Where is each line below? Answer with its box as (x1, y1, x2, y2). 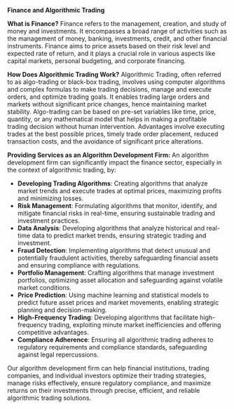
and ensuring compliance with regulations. (17, 261, 141, 269)
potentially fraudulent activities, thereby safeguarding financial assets (17, 254, 219, 262)
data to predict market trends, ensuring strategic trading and (32, 231, 207, 240)
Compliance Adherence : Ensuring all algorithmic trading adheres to (17, 335, 214, 344)
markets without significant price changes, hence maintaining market (7, 100, 207, 108)
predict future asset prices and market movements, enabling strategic (17, 298, 219, 307)
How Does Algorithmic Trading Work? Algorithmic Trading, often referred (7, 70, 222, 78)
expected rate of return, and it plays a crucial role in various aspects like (7, 49, 216, 57)
